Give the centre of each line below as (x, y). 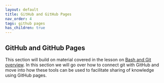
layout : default (22, 10)
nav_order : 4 (19, 19)
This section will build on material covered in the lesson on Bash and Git (78, 59)
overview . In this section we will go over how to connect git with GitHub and (82, 65)
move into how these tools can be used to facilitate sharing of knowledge (80, 70)
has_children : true (25, 28)
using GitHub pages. (26, 75)
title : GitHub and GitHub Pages (38, 14)
